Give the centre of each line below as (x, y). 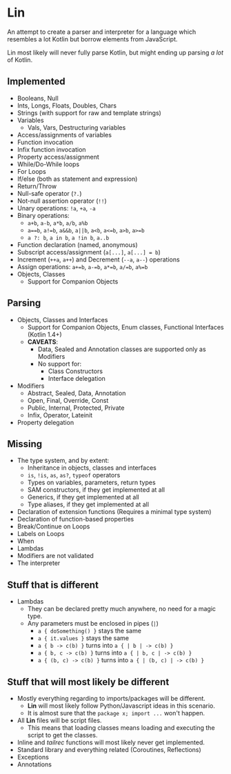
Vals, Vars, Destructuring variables (77, 127)
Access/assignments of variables (64, 135)
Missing (25, 444)
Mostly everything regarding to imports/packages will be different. (111, 698)
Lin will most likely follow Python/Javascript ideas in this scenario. (121, 706)
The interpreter (39, 563)
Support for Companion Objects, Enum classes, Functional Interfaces (125, 327)
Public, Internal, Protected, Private (76, 408)
